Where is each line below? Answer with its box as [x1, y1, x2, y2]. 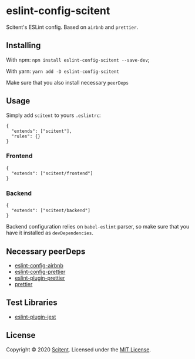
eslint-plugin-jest [14, 313, 56, 320]
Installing [6, 41, 41, 51]
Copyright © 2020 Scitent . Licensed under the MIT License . [6, 345, 152, 353]
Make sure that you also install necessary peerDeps [6, 79, 129, 86]
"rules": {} [11, 133, 41, 139]
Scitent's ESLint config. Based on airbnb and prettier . [6, 24, 139, 31]
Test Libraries [6, 298, 58, 308]
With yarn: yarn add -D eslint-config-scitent [6, 68, 119, 75]
